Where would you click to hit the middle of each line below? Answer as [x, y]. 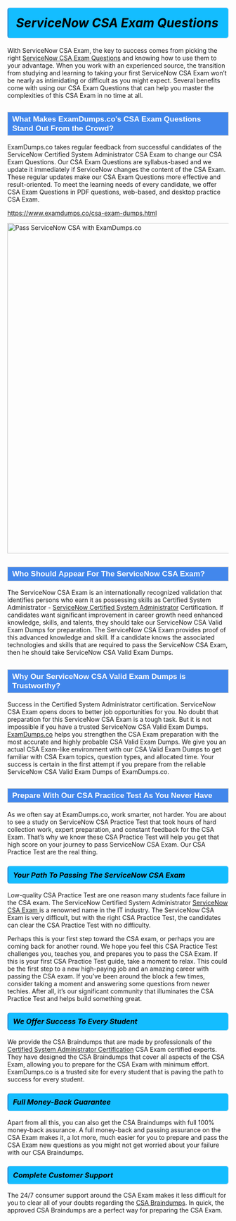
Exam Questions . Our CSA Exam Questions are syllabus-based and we [110, 162]
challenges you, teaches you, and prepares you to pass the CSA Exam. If [112, 953]
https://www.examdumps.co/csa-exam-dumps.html [82, 213]
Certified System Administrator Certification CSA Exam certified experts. [112, 1049]
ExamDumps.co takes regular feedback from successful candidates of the [115, 147]
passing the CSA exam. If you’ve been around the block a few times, [106, 976]
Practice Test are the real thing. [53, 852]
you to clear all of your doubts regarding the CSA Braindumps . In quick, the [116, 1203]
